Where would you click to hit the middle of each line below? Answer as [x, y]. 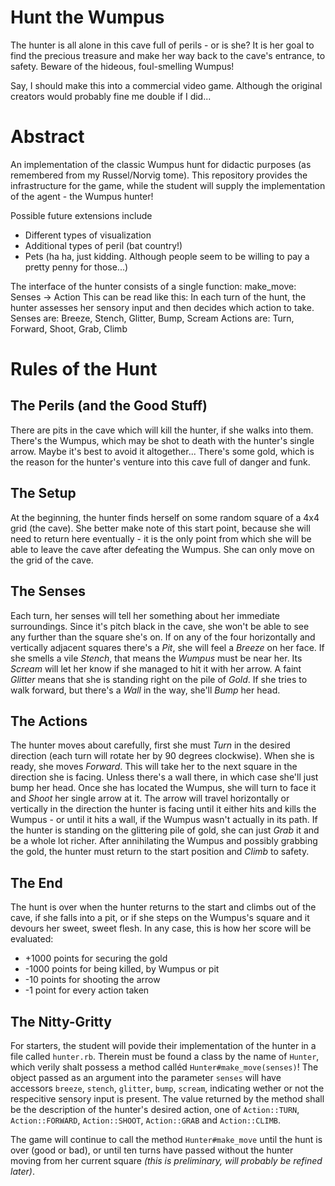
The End [36, 882]
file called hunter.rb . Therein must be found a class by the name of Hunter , [165, 1056]
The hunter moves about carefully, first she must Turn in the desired [150, 745]
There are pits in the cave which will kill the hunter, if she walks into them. [162, 430]
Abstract [47, 137]
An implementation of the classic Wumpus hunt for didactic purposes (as [161, 164]
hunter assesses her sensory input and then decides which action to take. [162, 307]
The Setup [43, 493]
